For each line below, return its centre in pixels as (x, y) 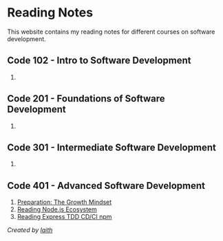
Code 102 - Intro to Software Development (99, 61)
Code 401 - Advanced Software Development (106, 186)
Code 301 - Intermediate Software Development (112, 147)
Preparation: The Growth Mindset (64, 202)
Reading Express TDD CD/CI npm (64, 217)
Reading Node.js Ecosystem (57, 209)
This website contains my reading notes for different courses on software (111, 32)
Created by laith (30, 230)
